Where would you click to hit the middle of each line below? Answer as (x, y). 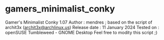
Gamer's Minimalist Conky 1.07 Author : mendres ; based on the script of (79, 22)
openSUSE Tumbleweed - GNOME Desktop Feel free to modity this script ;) (81, 32)
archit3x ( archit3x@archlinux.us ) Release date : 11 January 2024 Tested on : (82, 27)
